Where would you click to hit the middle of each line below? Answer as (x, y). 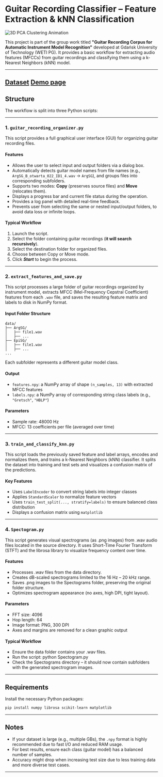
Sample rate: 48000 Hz (35, 421)
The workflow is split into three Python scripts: (51, 111)
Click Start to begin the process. (45, 259)
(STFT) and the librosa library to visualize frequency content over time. (76, 550)
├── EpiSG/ (16, 341)
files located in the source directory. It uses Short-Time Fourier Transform (79, 545)
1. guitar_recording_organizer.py (44, 128)
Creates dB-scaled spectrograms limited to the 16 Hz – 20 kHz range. (81, 577)
